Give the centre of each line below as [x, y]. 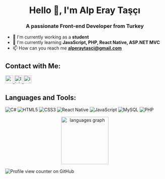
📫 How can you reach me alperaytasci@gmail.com [67, 48]
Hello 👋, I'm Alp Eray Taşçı [85, 10]
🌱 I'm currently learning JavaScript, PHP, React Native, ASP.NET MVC [86, 42]
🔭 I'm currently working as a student [51, 37]
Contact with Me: [33, 66]
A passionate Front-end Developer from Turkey [85, 26]
